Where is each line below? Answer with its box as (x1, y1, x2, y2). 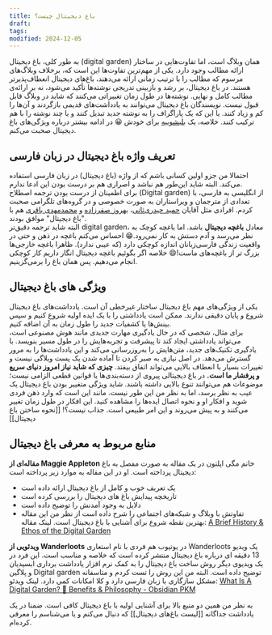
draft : (9, 19, 31, 28)
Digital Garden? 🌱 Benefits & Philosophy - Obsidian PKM (9, 584, 196, 594)
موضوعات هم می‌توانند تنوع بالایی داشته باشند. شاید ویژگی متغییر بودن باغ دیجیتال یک (9, 378, 263, 389)
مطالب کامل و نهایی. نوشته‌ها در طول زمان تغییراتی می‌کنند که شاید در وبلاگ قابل (9, 91, 253, 101)
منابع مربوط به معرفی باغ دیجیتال (9, 437, 157, 450)
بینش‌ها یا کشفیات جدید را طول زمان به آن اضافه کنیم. (9, 318, 172, 328)
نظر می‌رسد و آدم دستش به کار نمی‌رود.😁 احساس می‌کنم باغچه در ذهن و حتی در (9, 231, 253, 241)
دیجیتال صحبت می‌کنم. (9, 126, 77, 135)
